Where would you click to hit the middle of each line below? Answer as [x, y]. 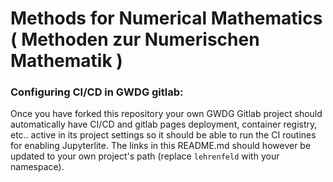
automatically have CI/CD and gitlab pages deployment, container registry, [164, 124]
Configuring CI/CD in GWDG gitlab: [97, 92]
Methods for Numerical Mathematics [166, 18]
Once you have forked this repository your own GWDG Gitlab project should [166, 114]
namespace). [37, 167]
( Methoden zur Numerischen [135, 39]
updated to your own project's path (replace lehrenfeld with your [145, 156]
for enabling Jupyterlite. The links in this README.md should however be [161, 146]
